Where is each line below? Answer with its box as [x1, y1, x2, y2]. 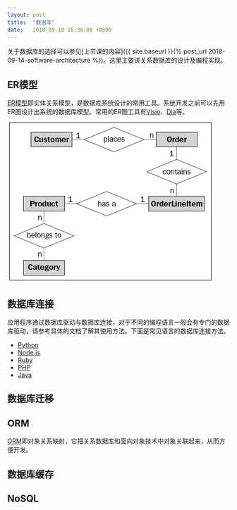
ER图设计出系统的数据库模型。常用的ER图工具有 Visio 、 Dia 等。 [7, 108, 189, 116]
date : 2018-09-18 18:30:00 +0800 [7, 26, 112, 33]
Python [17, 341, 39, 349]
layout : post [7, 11, 46, 18]
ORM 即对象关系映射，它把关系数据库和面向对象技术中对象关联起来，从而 [7, 437, 220, 445]
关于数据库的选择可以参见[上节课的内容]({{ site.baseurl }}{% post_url [7, 47, 207, 56]
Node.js [17, 349, 41, 356]
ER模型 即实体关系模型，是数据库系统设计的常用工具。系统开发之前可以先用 [7, 99, 226, 107]
